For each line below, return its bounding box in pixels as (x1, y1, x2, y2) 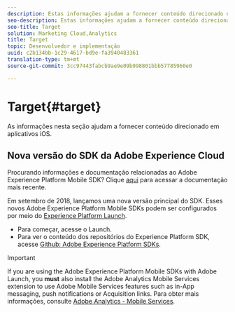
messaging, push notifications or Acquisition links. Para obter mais (7, 290, 199, 298)
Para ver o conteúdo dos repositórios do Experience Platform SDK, (17, 233, 210, 241)
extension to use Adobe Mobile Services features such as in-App (7, 282, 194, 291)
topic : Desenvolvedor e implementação (7, 43, 120, 50)
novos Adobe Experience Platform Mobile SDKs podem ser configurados (7, 204, 217, 212)
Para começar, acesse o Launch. (17, 225, 112, 233)
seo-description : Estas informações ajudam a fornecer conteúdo (7, 17, 199, 24)
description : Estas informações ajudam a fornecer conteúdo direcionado (7, 10, 224, 18)
